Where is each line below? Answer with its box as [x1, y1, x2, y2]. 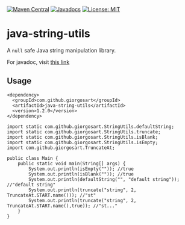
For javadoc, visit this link [7, 58, 70, 66]
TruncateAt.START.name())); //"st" [7, 192, 96, 198]
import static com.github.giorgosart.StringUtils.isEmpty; [7, 139, 158, 145]
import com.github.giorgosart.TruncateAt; [7, 145, 115, 151]
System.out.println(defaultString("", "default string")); [28, 176, 180, 182]
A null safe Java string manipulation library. [7, 46, 116, 54]
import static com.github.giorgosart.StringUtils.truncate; [7, 128, 161, 135]
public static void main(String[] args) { [17, 160, 126, 166]
